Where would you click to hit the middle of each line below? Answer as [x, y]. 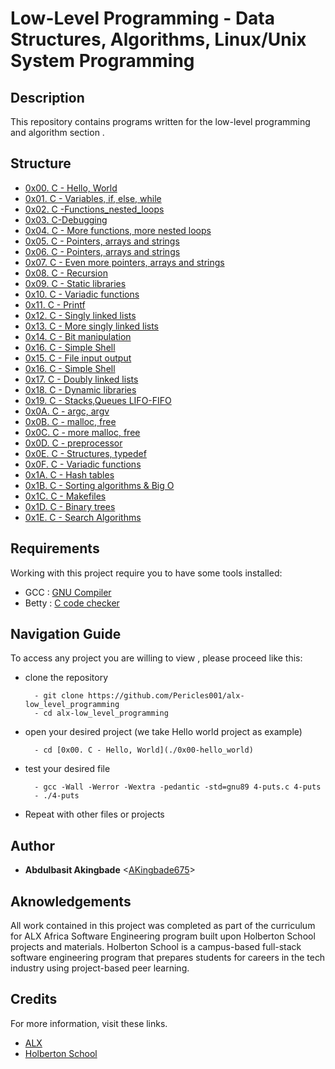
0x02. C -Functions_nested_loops [94, 209]
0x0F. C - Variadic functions [83, 464]
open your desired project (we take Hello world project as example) [163, 732]
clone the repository [66, 678]
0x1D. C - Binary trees [70, 506]
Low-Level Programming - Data [143, 18]
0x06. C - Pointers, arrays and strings [102, 251]
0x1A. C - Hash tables [69, 474]
